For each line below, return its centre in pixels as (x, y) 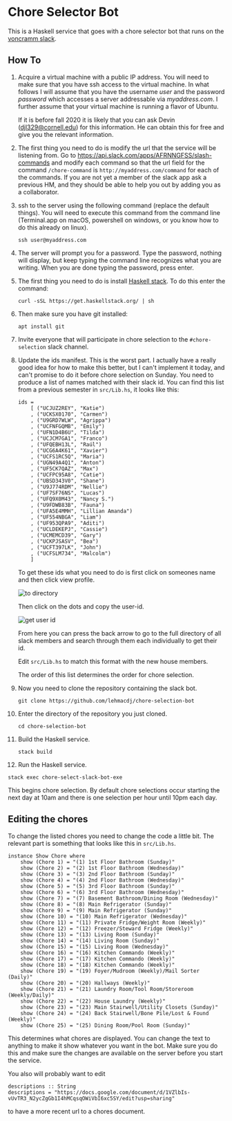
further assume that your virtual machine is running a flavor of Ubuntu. (118, 106)
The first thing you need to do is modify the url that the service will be (117, 148)
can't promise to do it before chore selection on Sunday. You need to (116, 375)
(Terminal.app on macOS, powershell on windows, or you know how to (118, 220)
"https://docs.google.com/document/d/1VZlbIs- (122, 1092)
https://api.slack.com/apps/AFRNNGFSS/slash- (145, 155)
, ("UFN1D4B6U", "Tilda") (68, 432)
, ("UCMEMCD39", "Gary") (66, 535)
